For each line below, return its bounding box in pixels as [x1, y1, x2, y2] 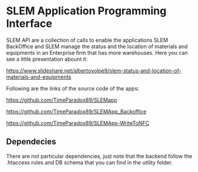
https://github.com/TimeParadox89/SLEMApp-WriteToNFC [6, 119, 149, 126]
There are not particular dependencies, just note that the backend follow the [6, 152, 193, 160]
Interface [6, 17, 52, 30]
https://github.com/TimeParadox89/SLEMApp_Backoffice [6, 108, 147, 115]
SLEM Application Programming [6, 4, 167, 18]
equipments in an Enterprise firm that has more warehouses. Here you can [6, 49, 189, 56]
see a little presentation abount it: [6, 55, 88, 62]
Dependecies [6, 137, 56, 147]
